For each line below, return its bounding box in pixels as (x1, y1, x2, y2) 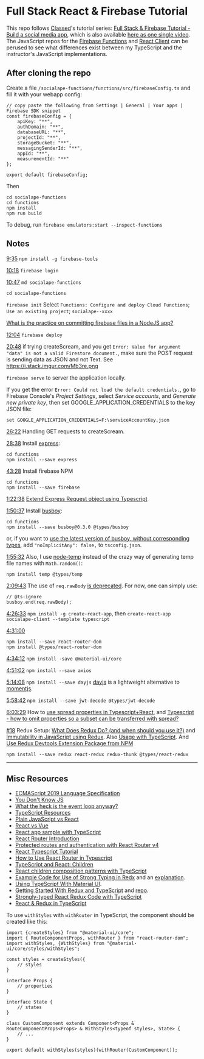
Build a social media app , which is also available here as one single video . (6, 30, 191, 38)
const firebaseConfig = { (6, 113, 72, 119)
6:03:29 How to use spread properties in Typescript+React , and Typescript (6, 708, 194, 715)
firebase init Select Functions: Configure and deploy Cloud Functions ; (6, 300, 190, 308)
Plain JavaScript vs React (15, 815, 79, 823)
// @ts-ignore (6, 593, 42, 600)
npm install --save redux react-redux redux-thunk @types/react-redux (6, 751, 189, 757)
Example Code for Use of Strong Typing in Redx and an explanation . (15, 874, 186, 881)
